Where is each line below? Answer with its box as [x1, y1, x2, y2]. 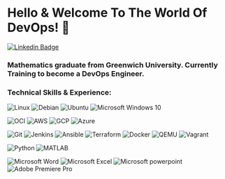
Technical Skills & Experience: [7, 87, 112, 97]
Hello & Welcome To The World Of [7, 5, 208, 21]
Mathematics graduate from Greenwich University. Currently [7, 60, 219, 70]
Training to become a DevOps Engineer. [7, 68, 145, 78]
